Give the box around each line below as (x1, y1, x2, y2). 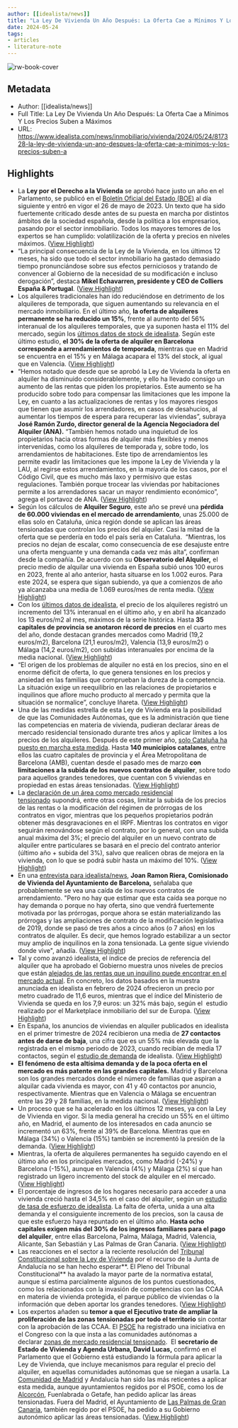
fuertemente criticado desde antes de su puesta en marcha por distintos (17, 209, 229, 217)
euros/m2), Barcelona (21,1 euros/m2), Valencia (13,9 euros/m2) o (17, 638, 209, 646)
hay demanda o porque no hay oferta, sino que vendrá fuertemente (17, 901, 215, 910)
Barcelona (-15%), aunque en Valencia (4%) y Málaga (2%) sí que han (17, 1164, 223, 1172)
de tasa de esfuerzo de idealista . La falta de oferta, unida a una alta (17, 1201, 215, 1211)
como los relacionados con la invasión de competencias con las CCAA (17, 1284, 224, 1293)
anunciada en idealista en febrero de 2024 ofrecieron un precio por (17, 983, 215, 992)
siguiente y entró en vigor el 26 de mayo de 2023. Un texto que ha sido (17, 201, 226, 210)
